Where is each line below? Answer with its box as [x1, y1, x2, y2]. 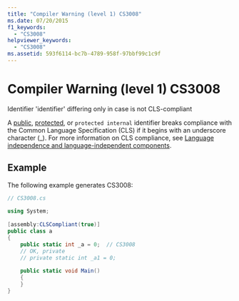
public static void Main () [20, 267, 101, 275]
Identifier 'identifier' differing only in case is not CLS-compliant [7, 104, 193, 113]
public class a [7, 228, 53, 235]
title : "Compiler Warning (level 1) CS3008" [7, 10, 142, 18]
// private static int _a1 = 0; [20, 254, 116, 261]
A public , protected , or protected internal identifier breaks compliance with [7, 118, 233, 127]
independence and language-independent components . [7, 141, 172, 150]
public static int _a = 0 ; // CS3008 [20, 240, 136, 248]
